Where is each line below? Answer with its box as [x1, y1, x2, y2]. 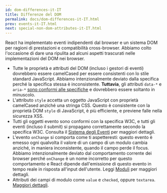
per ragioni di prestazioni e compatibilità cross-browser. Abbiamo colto [5, 45, 151, 51]
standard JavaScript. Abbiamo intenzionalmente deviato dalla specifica [12, 76, 159, 82]
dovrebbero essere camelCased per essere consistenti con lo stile [12, 70, 149, 76]
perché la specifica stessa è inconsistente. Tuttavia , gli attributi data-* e [12, 81, 162, 87]
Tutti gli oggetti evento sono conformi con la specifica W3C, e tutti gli [12, 118, 155, 124]
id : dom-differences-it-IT [5, 7, 61, 12]
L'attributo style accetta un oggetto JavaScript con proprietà [12, 97, 138, 103]
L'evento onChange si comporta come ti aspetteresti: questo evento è [12, 134, 153, 140]
